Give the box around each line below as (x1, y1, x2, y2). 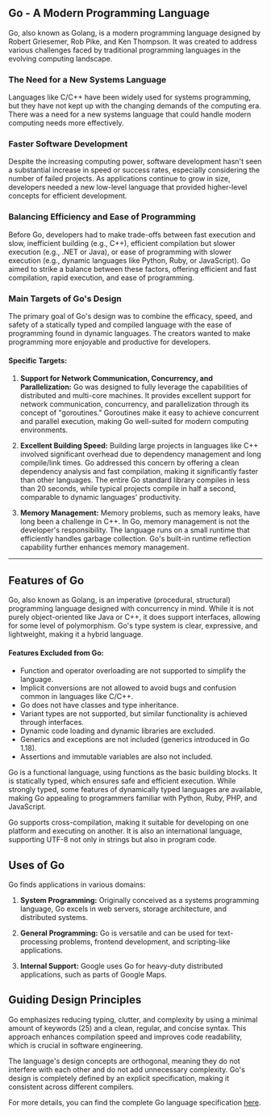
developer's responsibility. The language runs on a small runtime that (19, 525, 250, 535)
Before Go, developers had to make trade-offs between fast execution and (8, 230, 256, 240)
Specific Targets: (8, 355, 67, 365)
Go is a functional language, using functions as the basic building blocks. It (8, 768, 258, 778)
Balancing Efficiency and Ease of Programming (8, 211, 196, 223)
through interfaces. (19, 718, 85, 727)
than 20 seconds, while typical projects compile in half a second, (19, 484, 236, 494)
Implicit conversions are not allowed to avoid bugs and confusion (19, 683, 236, 693)
